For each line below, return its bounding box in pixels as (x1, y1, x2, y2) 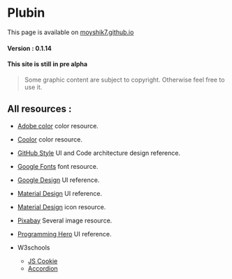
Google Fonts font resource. (17, 162, 99, 170)
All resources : (7, 103, 72, 115)
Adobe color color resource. (17, 121, 99, 130)
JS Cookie (27, 257, 58, 265)
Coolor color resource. (17, 135, 82, 144)
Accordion (27, 264, 58, 273)
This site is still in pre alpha (7, 60, 88, 68)
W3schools (17, 243, 50, 252)
